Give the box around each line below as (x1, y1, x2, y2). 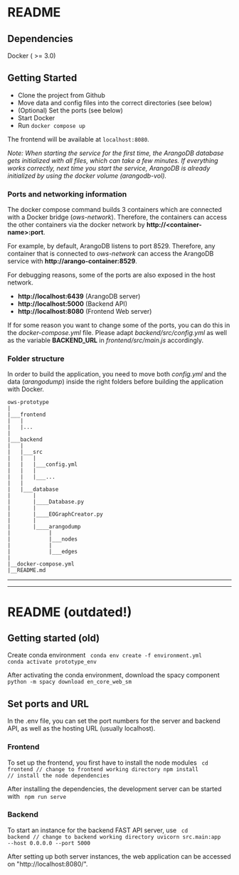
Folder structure (7, 354, 65, 364)
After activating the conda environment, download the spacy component (7, 671, 220, 679)
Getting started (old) (7, 632, 100, 644)
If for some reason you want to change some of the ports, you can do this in (7, 321, 230, 329)
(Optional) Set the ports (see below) (17, 106, 123, 115)
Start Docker (17, 113, 55, 122)
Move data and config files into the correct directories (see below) (17, 98, 212, 107)
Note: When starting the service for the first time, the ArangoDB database (7, 149, 224, 157)
